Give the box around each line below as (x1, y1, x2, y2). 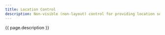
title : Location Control (5, 7, 56, 12)
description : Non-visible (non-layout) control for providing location (5, 12, 155, 16)
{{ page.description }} (5, 24, 50, 30)
